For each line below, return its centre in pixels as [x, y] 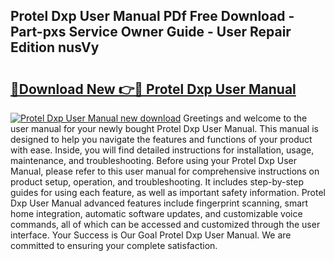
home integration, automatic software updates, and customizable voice [156, 213]
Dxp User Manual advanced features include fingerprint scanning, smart [159, 203]
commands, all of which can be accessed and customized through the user [165, 224]
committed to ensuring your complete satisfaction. [114, 245]
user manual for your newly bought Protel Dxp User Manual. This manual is [164, 128]
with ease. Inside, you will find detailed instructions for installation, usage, [162, 150]
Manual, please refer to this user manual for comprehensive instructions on [165, 171]
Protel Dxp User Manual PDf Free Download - [152, 16]
